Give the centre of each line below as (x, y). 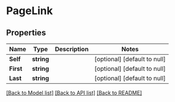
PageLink (30, 11)
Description (72, 49)
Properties (26, 33)
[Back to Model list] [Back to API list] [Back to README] (74, 93)
